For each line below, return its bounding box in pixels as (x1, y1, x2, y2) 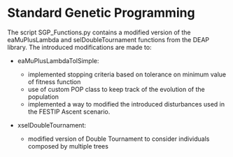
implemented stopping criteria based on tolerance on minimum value (27, 70, 227, 78)
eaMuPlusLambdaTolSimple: (17, 56, 99, 64)
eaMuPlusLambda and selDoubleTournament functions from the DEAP (7, 35, 210, 43)
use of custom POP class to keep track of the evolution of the (27, 85, 205, 93)
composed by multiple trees (27, 142, 108, 150)
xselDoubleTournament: (17, 121, 86, 129)
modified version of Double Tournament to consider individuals (27, 135, 210, 143)
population (27, 93, 59, 101)
